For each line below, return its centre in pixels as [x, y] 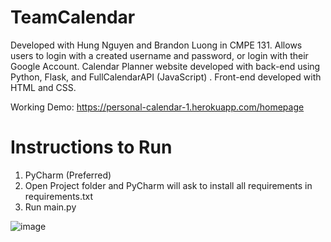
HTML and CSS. [43, 87]
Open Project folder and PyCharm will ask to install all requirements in [168, 185]
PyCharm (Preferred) [68, 175]
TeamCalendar [73, 17]
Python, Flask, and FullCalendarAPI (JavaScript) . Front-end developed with [166, 77]
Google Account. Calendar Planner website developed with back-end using [165, 66]
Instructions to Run [91, 147]
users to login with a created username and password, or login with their [159, 55]
